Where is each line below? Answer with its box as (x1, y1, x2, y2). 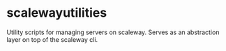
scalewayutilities (6, 5, 107, 21)
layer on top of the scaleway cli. (6, 35, 98, 43)
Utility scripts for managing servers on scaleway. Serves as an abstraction (6, 28, 220, 36)
